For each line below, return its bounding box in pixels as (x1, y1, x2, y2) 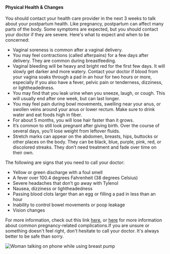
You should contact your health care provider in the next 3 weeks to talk (5, 15, 156, 21)
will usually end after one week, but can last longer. (12, 96, 120, 102)
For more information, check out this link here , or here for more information (5, 217, 162, 223)
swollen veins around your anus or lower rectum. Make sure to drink (12, 106, 155, 112)
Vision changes (12, 207, 45, 213)
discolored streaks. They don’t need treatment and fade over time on (12, 144, 157, 150)
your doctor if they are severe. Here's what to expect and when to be (5, 32, 150, 38)
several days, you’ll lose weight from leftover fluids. (12, 128, 120, 134)
